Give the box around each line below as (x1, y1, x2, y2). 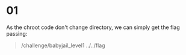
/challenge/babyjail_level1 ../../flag (20, 42, 105, 49)
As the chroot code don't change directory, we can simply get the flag (6, 24, 181, 31)
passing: (6, 30, 28, 37)
